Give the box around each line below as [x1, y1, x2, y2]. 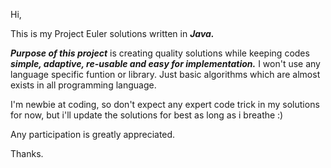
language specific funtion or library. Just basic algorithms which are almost [10, 69, 321, 80]
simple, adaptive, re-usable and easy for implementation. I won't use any [10, 58, 321, 69]
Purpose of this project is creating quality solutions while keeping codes [10, 47, 310, 59]
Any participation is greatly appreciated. [10, 129, 176, 140]
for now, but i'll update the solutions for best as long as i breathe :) [10, 109, 284, 121]
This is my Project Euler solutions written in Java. [10, 28, 215, 39]
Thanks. [10, 148, 44, 159]
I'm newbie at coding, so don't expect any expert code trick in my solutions [10, 99, 320, 110]
